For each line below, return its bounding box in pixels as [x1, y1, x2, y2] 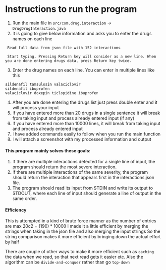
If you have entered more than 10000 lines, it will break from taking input [12, 120, 161, 126]
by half [5, 239, 19, 245]
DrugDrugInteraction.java [12, 26, 66, 31]
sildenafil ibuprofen [5, 86, 50, 91]
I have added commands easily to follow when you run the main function [12, 131, 161, 137]
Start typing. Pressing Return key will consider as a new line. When [7, 54, 156, 59]
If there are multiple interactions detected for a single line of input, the [12, 159, 155, 165]
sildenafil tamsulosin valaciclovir [5, 82, 81, 87]
